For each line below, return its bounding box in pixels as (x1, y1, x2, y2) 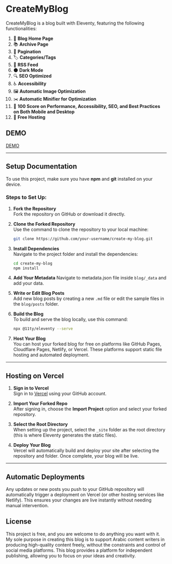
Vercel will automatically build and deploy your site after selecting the (13, 447, 160, 453)
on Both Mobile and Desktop (13, 109, 75, 115)
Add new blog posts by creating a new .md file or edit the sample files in (13, 295, 164, 302)
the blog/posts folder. (13, 301, 59, 307)
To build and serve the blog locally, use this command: (13, 316, 128, 322)
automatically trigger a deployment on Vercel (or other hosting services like (6, 491, 164, 497)
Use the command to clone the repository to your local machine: (13, 226, 149, 232)
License (6, 517, 32, 526)
